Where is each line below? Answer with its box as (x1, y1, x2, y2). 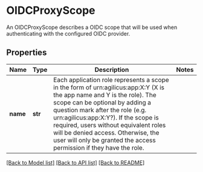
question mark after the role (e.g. (53, 106, 147, 114)
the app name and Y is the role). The (53, 91, 156, 99)
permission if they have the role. (53, 143, 144, 151)
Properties (6, 48, 47, 58)
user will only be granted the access (53, 136, 156, 144)
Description (94, 65, 129, 74)
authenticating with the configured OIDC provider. (6, 30, 130, 37)
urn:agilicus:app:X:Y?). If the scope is (53, 113, 159, 121)
